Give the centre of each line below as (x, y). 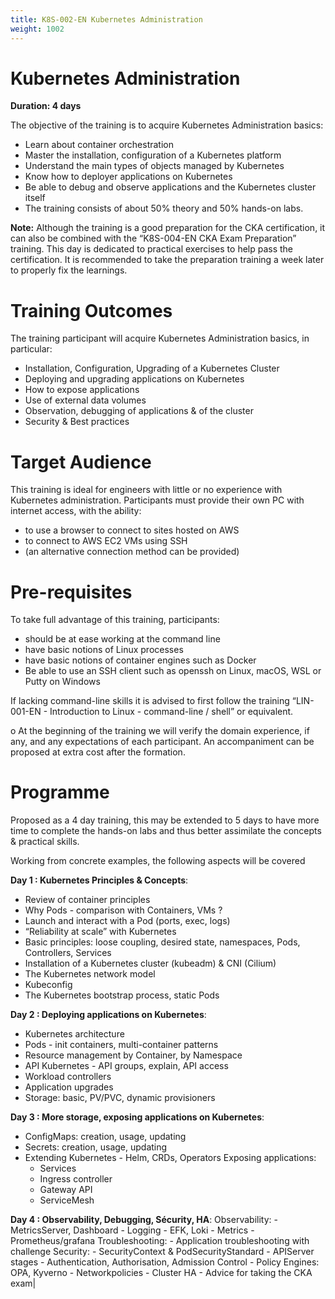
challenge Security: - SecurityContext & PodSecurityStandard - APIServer (162, 1252)
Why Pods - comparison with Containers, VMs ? (123, 910)
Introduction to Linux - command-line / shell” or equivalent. (171, 712)
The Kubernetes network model (90, 974)
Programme (60, 792)
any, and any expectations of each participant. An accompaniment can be (162, 742)
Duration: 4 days (46, 106)
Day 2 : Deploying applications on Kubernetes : (108, 1015)
